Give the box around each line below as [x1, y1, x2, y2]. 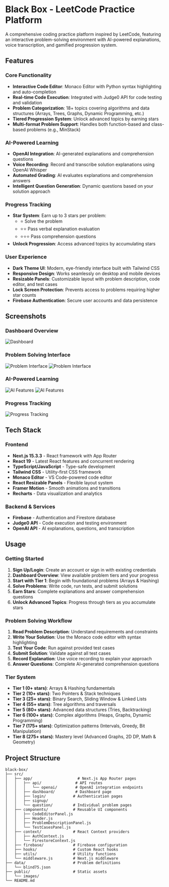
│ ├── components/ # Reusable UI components [5, 807, 128, 812]
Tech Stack [5, 426, 41, 435]
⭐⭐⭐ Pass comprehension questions [20, 233, 96, 239]
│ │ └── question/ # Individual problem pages [5, 803, 132, 808]
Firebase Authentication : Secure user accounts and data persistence [12, 297, 158, 303]
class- [151, 121, 164, 127]
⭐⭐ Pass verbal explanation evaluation [20, 226, 100, 232]
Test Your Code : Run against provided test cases [12, 645, 115, 651]
